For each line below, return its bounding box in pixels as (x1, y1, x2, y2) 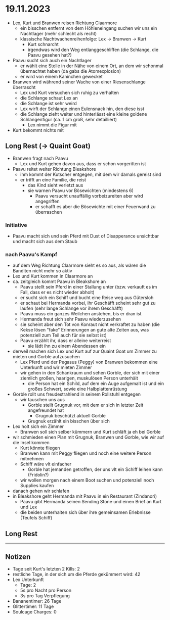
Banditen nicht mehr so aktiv (12, 268, 72, 274)
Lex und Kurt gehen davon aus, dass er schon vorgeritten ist (20, 160, 146, 167)
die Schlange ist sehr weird (20, 100, 77, 106)
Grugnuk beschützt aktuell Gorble (35, 413, 106, 419)
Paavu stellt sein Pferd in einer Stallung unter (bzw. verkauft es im (20, 284, 157, 290)
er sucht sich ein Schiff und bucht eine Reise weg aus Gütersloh (20, 295, 154, 301)
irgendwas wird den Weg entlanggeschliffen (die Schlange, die (27, 46, 158, 53)
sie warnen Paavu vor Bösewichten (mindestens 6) (27, 187, 134, 194)
